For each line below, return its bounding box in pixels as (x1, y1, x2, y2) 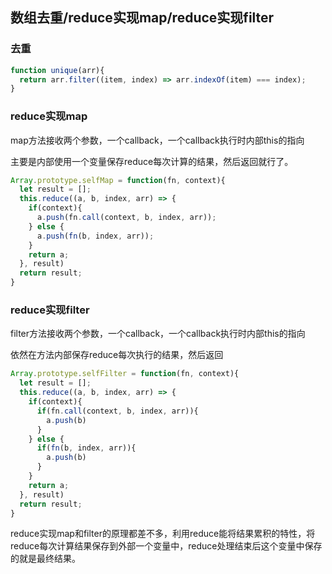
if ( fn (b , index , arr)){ (36, 443, 137, 453)
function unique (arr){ (10, 65, 105, 75)
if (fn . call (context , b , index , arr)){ (36, 406, 199, 416)
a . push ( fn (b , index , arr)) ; (36, 231, 155, 241)
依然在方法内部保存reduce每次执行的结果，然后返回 (10, 349, 224, 361)
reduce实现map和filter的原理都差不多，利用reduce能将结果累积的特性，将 (10, 528, 316, 540)
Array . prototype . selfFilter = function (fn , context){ (10, 369, 240, 379)
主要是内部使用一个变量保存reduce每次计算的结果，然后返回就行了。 (10, 155, 294, 167)
